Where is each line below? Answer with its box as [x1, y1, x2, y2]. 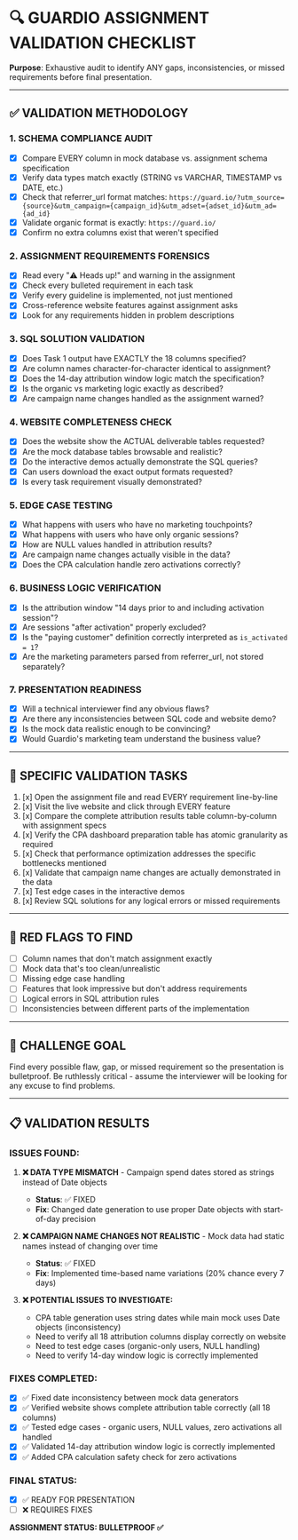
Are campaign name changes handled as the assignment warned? [21, 393, 264, 404]
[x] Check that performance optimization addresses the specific [21, 848, 256, 859]
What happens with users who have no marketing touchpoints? [21, 520, 253, 530]
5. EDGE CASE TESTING [9, 499, 114, 512]
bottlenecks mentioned [21, 858, 106, 869]
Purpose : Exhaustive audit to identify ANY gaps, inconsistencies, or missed [9, 62, 286, 73]
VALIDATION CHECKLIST [9, 33, 197, 53]
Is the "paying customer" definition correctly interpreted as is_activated [21, 631, 288, 642]
